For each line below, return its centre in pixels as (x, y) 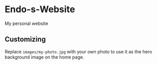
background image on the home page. (44, 57)
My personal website (27, 23)
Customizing (25, 39)
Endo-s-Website (40, 9)
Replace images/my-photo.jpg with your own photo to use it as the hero (78, 51)
